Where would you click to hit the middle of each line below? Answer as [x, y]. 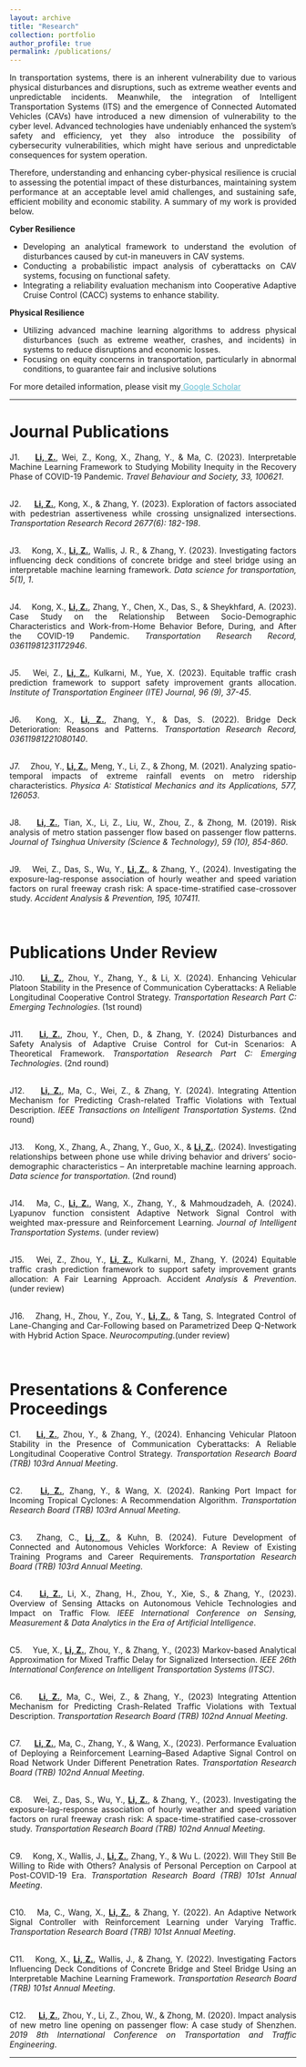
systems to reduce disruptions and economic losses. [122, 350]
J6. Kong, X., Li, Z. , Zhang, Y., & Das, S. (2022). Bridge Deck [153, 719]
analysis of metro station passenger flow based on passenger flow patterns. [153, 832]
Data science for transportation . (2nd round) [93, 1176]
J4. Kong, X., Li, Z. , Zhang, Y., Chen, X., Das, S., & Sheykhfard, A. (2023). [153, 607]
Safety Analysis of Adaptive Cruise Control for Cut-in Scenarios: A [153, 1044]
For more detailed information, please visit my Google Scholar [125, 387]
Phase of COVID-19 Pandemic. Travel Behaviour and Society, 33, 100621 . [147, 477]
